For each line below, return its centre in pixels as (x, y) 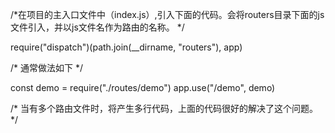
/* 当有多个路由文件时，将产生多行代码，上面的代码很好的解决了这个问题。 (164, 108)
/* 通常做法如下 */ (46, 67)
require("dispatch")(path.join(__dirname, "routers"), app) (126, 47)
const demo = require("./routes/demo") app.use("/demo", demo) (143, 87)
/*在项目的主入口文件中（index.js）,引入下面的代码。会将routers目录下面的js (167, 14)
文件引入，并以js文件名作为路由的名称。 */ (97, 27)
